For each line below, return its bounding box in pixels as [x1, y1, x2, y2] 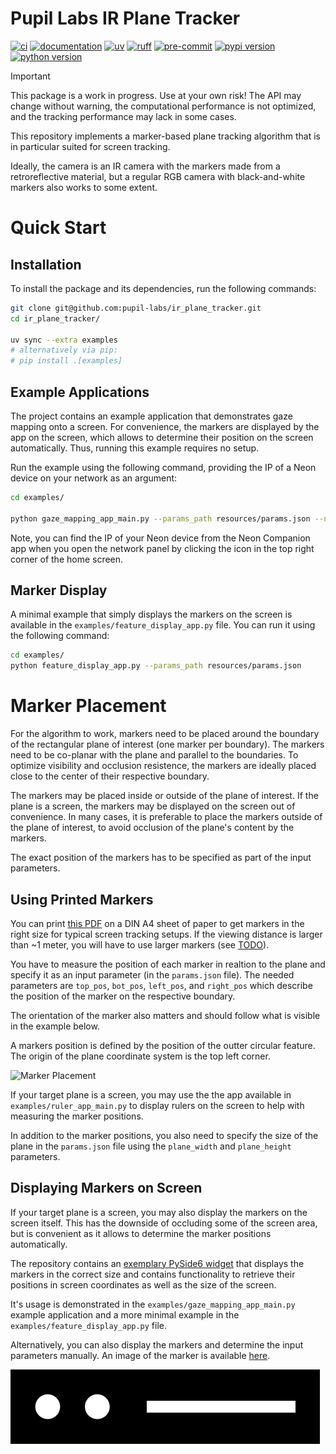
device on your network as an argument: [10, 472, 178, 484]
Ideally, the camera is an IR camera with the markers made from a [10, 160, 281, 172]
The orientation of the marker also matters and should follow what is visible [10, 1009, 321, 1021]
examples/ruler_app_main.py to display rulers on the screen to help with [10, 1099, 305, 1111]
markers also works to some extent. [10, 181, 158, 193]
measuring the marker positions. [10, 1110, 144, 1122]
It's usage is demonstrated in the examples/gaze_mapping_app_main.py [10, 1298, 296, 1310]
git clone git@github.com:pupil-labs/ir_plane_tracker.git [10, 303, 262, 313]
